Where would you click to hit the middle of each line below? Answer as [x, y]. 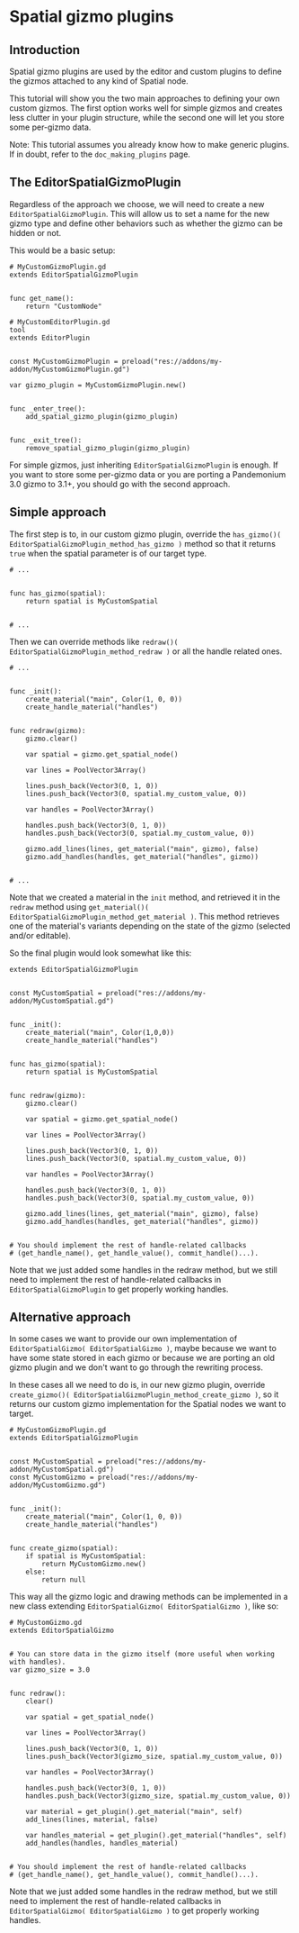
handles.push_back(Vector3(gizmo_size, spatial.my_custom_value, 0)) [158, 1796]
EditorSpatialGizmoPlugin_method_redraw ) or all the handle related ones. [146, 651]
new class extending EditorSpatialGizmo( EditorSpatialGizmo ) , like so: [144, 1606]
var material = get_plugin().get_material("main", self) [134, 1812]
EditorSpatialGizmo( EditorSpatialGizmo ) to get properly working [134, 1910]
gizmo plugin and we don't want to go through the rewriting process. [136, 1367]
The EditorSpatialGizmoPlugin [95, 182]
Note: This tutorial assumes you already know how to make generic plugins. [149, 145]
